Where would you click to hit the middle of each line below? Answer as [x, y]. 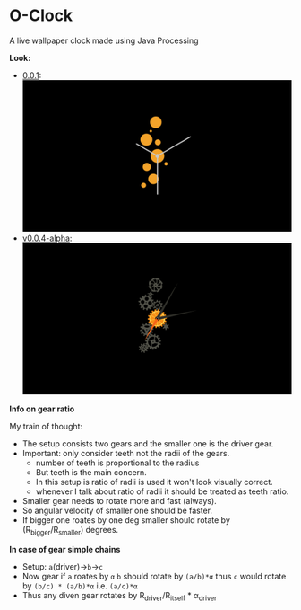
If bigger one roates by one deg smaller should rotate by [126, 520]
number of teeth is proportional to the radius [117, 463]
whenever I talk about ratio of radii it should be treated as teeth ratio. [162, 491]
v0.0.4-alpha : [47, 238]
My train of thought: [46, 427]
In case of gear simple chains [65, 549]
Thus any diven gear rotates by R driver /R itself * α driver [120, 596]
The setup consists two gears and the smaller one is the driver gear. [148, 444]
